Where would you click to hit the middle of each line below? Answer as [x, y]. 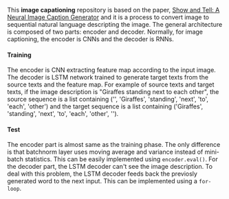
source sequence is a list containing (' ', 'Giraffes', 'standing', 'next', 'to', [108, 99]
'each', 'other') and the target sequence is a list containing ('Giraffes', [105, 106]
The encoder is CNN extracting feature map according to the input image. [112, 70]
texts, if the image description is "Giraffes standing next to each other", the [113, 92]
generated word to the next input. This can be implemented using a [102, 181]
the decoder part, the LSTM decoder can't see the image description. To [110, 167]
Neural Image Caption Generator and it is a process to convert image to [108, 17]
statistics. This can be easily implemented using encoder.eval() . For [121, 159]
